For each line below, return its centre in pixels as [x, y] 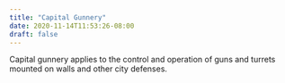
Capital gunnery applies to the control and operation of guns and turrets [142, 60]
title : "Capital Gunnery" [58, 17]
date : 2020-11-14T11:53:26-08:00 [72, 26]
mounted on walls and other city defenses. [89, 69]
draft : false [34, 34]
